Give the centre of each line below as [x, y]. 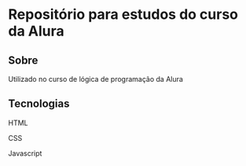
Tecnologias [39, 104]
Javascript [25, 153]
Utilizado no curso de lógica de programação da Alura [95, 79]
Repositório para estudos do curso [123, 15]
